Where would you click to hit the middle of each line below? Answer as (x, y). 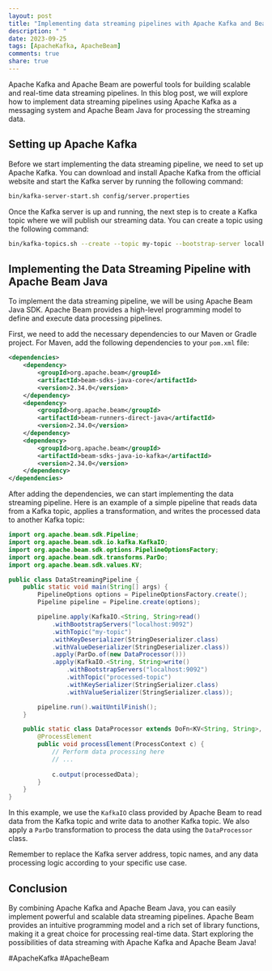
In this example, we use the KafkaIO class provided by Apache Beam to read (135, 813)
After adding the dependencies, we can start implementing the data (121, 494)
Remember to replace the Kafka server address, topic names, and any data (134, 854)
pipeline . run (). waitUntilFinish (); (98, 707)
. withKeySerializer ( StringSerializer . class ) (142, 684)
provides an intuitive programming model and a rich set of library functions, (134, 925)
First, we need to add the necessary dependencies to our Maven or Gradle (133, 334)
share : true (28, 62)
